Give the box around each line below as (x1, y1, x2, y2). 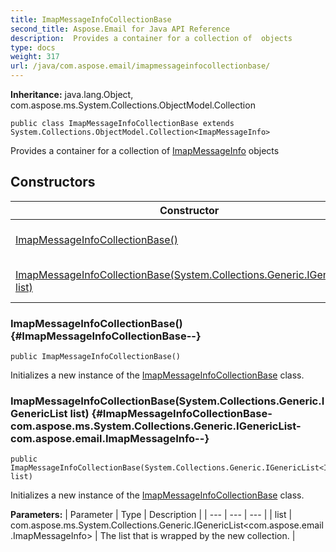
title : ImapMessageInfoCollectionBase (10, 14, 172, 25)
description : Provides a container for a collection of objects (10, 33, 293, 43)
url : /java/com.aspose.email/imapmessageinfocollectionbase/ (10, 61, 271, 71)
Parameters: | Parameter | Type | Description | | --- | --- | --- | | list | (10, 509, 293, 521)
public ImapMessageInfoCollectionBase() (10, 352, 182, 362)
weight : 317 (10, 52, 60, 62)
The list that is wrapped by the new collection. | (99, 530, 296, 542)
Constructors (10, 174, 96, 191)
